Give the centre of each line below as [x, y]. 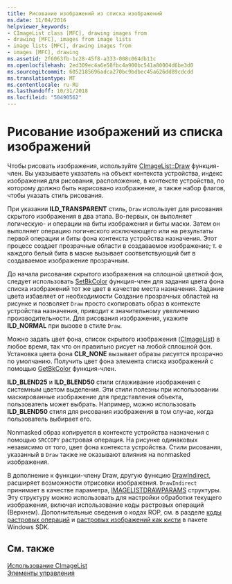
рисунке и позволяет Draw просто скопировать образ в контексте [104, 303]
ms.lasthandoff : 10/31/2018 [48, 91]
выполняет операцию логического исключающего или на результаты [110, 231]
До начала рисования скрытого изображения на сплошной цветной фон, [115, 274]
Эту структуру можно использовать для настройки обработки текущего [115, 497]
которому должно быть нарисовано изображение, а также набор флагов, [116, 187]
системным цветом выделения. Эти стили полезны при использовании [113, 389]
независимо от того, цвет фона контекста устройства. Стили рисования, [115, 447]
